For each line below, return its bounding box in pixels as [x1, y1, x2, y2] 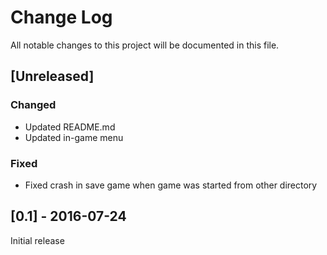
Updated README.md [24, 121, 116, 133]
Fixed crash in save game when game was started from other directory [24, 179, 318, 191]
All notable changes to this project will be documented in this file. [10, 39, 280, 51]
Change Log [10, 6, 113, 29]
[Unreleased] [10, 68, 95, 85]
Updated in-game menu [24, 131, 124, 143]
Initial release [10, 234, 65, 246]
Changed [10, 98, 57, 112]
